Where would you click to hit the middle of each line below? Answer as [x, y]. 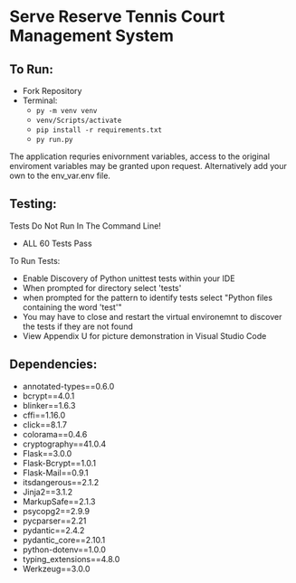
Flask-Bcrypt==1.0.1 [59, 463]
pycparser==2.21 [54, 521]
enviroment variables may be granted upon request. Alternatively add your [148, 166]
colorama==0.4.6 [55, 434]
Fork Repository [52, 91]
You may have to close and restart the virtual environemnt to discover [152, 316]
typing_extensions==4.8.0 [71, 559]
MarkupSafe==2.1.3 [59, 501]
